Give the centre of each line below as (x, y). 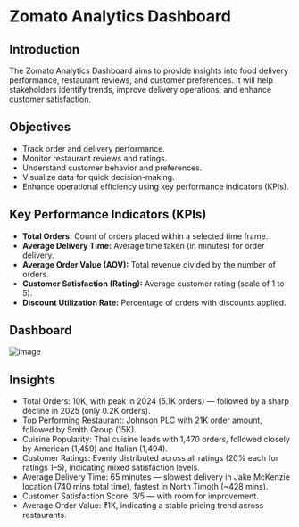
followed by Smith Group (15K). (79, 430)
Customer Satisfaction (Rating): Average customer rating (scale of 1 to (153, 284)
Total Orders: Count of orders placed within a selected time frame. (145, 236)
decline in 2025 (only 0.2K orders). (86, 411)
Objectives (40, 127)
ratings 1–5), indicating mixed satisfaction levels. (111, 468)
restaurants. (44, 515)
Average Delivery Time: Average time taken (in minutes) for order (143, 245)
